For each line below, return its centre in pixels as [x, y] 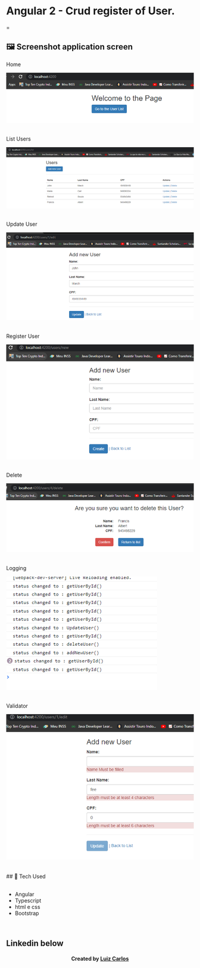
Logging [16, 568]
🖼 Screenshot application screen [69, 47]
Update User [22, 224]
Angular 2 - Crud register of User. [91, 11]
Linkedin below [35, 943]
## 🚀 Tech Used [26, 876]
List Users [18, 139]
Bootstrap [27, 913]
